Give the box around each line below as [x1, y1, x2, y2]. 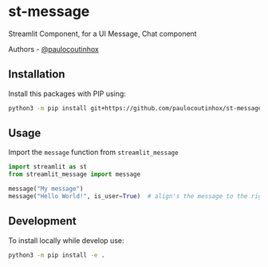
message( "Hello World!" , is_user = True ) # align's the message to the [8, 193, 248, 201]
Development [8, 214, 77, 228]
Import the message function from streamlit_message [8, 147, 179, 157]
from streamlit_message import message [8, 170, 141, 178]
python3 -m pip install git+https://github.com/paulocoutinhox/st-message [8, 104, 262, 112]
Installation [8, 67, 65, 82]
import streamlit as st [8, 163, 88, 171]
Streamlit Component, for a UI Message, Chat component [8, 29, 197, 38]
